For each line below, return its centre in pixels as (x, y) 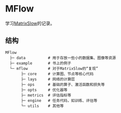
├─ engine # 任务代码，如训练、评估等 (59, 100)
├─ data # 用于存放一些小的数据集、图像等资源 (63, 58)
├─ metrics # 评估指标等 (46, 95)
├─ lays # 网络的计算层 (48, 79)
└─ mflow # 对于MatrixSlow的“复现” (54, 68)
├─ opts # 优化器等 (44, 90)
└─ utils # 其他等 (42, 106)
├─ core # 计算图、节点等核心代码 (57, 74)
